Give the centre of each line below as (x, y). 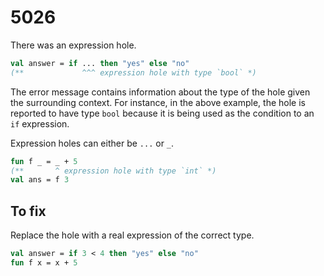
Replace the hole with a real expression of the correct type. (132, 235)
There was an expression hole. (73, 45)
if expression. (40, 123)
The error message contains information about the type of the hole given (160, 92)
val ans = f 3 (40, 180)
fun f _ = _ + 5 (44, 161)
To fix (28, 211)
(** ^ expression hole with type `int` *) (113, 171)
